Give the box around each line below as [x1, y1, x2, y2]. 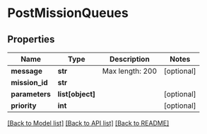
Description [109, 55, 150, 64]
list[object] [57, 89, 95, 99]
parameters [11, 89, 51, 99]
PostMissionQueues [7, 5, 129, 21]
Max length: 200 [102, 66, 158, 76]
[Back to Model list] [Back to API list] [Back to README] [7, 119, 170, 127]
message [11, 66, 42, 76]
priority [11, 101, 37, 111]
